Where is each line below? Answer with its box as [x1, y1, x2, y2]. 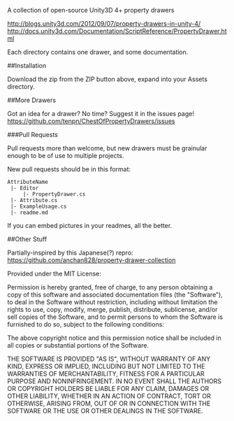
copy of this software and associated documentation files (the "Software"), [7, 290, 224, 299]
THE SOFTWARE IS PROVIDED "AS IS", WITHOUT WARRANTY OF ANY [7, 355, 211, 363]
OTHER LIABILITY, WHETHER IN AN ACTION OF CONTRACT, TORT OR [7, 392, 211, 400]
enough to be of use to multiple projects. [7, 152, 124, 159]
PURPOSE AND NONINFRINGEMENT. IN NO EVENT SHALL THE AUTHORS [7, 377, 222, 385]
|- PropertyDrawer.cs [22, 191, 86, 198]
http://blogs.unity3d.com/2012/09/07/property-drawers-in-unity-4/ [7, 20, 201, 27]
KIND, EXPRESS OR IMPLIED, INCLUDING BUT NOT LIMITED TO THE [7, 362, 205, 370]
